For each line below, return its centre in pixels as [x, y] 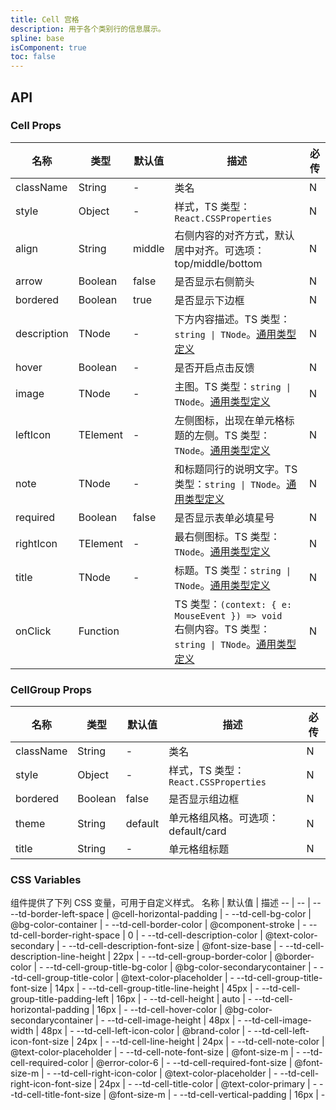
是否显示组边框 [204, 799]
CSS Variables [46, 880]
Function [99, 631]
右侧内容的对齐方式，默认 [234, 235]
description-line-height [58, 957]
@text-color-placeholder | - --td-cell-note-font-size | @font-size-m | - [155, 1052]
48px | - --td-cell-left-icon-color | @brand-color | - [146, 1031]
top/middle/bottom [218, 263]
